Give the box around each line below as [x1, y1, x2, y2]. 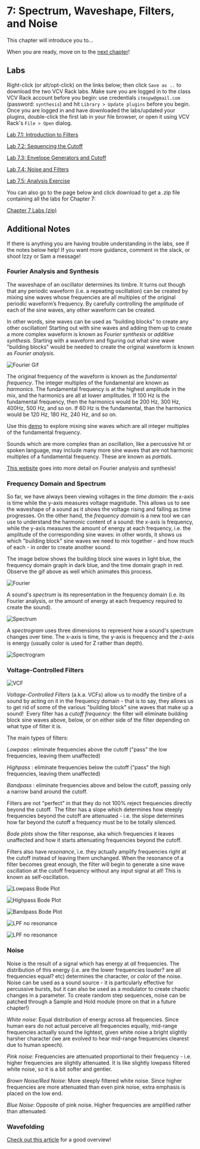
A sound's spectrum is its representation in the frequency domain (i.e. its [7, 591, 185, 598]
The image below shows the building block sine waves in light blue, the [7, 555, 181, 562]
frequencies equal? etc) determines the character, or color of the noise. [7, 972, 182, 979]
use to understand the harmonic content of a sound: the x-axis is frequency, [7, 518, 194, 526]
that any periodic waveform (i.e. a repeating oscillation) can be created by [7, 287, 188, 294]
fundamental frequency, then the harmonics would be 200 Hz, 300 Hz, [7, 398, 180, 405]
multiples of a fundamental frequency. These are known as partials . [7, 452, 173, 460]
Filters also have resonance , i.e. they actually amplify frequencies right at [7, 848, 187, 855]
